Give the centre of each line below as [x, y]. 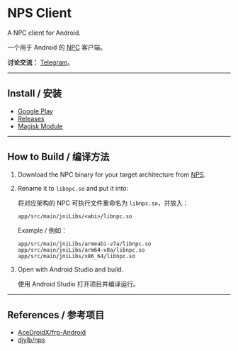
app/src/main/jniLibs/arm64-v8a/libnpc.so [81, 250]
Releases [31, 118]
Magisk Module [40, 126]
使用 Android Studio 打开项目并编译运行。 [78, 284]
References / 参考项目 [56, 314]
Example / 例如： [42, 230]
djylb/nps [31, 340]
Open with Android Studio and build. [70, 269]
